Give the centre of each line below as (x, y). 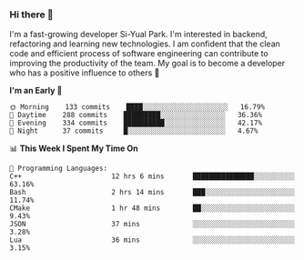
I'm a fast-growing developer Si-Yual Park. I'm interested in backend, (139, 35)
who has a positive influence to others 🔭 (85, 73)
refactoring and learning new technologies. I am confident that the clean (145, 44)
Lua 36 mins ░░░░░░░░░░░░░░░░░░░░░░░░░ (152, 240)
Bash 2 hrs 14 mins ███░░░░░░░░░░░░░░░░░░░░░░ (152, 193)
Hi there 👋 (32, 15)
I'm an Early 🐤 (36, 91)
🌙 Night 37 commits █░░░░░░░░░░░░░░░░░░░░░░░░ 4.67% (134, 131)
